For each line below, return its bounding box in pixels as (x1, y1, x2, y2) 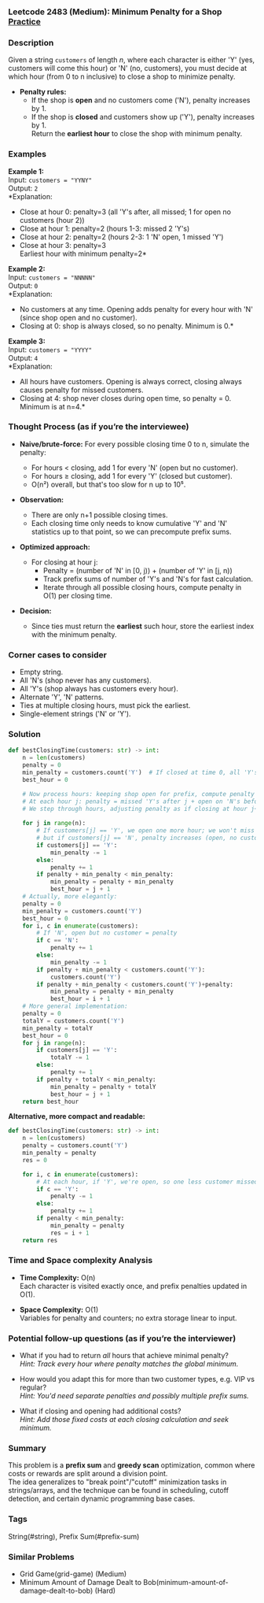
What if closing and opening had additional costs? (19, 1406, 181, 1416)
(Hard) (94, 1586, 116, 1596)
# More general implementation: (22, 1002, 128, 1010)
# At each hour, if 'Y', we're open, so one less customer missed (36, 1178, 258, 1186)
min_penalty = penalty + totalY (49, 1083, 156, 1090)
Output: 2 (8, 183, 38, 193)
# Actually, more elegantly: (22, 893, 118, 901)
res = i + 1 (49, 1229, 90, 1237)
